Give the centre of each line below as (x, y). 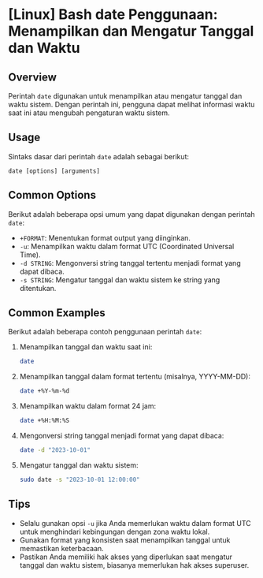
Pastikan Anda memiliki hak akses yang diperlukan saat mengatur (126, 557)
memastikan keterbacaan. (61, 548)
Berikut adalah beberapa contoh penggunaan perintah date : (105, 332)
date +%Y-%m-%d (44, 391)
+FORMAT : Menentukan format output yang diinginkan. (105, 237)
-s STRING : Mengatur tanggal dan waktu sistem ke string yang (120, 280)
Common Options (52, 195)
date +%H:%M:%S (44, 421)
